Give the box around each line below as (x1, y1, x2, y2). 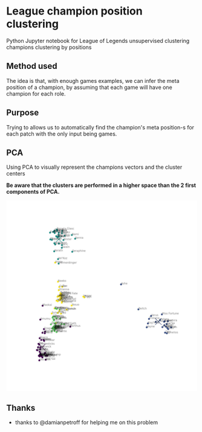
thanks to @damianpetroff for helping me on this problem (15, 419, 158, 426)
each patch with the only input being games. (6, 130, 117, 137)
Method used (6, 61, 57, 71)
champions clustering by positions (6, 44, 92, 51)
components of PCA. (6, 188, 60, 195)
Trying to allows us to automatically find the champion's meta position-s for (6, 123, 195, 131)
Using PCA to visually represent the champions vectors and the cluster (6, 163, 183, 171)
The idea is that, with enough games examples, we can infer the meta (6, 77, 180, 84)
